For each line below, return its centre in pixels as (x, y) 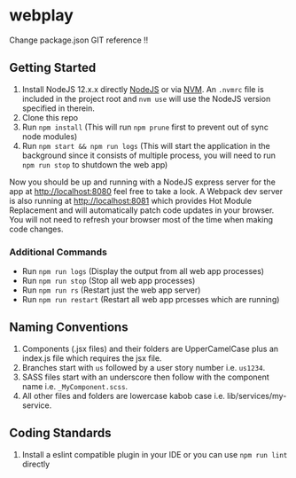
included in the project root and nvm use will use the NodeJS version (146, 98)
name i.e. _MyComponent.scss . (75, 386)
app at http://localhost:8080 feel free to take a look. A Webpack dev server (146, 191)
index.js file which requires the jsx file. (92, 358)
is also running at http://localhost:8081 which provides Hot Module (131, 200)
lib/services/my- (257, 396)
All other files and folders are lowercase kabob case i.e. (124, 396)
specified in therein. (58, 108)
